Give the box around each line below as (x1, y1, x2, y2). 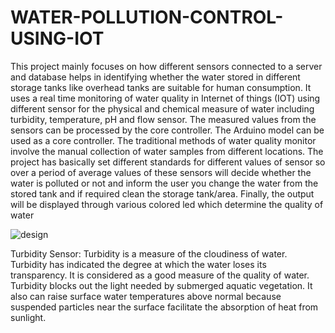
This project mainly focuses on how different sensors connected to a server (10, 60, 323, 72)
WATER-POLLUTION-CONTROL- (10, 6, 284, 29)
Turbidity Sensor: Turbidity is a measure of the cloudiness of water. (10, 247, 288, 260)
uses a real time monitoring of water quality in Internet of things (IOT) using (10, 92, 321, 104)
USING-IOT (10, 27, 105, 50)
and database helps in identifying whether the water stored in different (10, 71, 301, 83)
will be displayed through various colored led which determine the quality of (10, 198, 324, 210)
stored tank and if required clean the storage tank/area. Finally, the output (10, 187, 315, 200)
